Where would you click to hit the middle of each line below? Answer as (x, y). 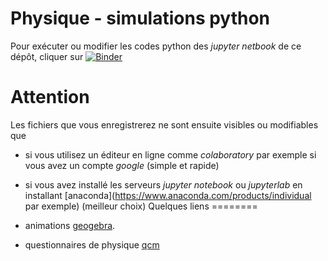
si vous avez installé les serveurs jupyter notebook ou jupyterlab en (163, 184)
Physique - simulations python (140, 18)
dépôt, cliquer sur (47, 56)
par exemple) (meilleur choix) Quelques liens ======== (141, 206)
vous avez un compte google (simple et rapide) (122, 165)
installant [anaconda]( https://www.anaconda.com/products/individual (168, 195)
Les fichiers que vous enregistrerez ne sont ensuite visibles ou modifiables (164, 124)
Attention (50, 97)
